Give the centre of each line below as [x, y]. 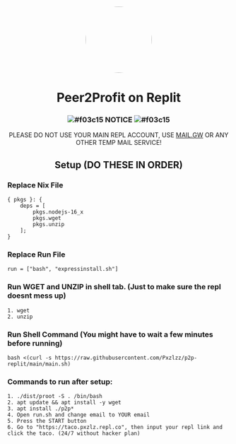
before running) [35, 343]
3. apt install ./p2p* [41, 409]
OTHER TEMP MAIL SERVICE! [119, 143]
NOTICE [119, 120]
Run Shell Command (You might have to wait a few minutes [110, 334]
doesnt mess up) [37, 296]
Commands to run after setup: [60, 382]
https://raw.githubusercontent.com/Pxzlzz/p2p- [126, 358]
